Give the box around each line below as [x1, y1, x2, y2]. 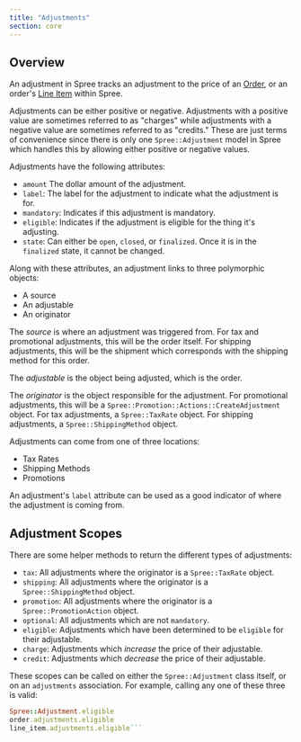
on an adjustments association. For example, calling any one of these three [9, 680, 286, 691]
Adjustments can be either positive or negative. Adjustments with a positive [9, 105, 288, 117]
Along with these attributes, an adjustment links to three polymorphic [9, 263, 265, 274]
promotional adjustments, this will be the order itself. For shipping [9, 336, 252, 347]
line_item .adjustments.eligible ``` [9, 723, 143, 733]
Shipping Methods [22, 463, 91, 474]
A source [22, 290, 57, 301]
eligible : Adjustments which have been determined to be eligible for [22, 624, 284, 635]
